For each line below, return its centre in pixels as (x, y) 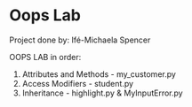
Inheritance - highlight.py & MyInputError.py (103, 93)
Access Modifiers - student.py (78, 83)
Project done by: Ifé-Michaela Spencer (80, 40)
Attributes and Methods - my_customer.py (99, 74)
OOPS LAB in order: (45, 57)
